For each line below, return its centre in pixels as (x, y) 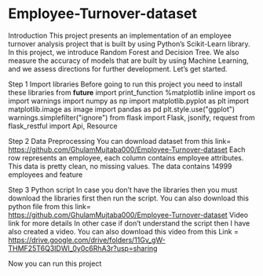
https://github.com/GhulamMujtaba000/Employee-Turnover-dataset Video (128, 215)
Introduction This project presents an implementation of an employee (120, 35)
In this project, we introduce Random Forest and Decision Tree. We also (124, 52)
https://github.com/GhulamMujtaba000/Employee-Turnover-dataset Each (127, 149)
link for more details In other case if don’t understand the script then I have (129, 223)
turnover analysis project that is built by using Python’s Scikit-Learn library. (129, 43)
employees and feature (46, 175)
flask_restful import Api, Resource (63, 126)
